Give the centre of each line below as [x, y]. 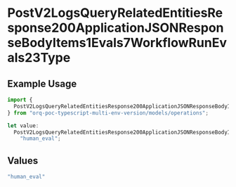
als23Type [39, 58]
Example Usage [42, 83]
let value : [23, 125]
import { [20, 100]
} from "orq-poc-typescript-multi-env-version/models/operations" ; [108, 113]
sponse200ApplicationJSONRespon [116, 28]
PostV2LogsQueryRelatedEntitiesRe [115, 13]
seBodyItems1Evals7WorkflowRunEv [117, 43]
